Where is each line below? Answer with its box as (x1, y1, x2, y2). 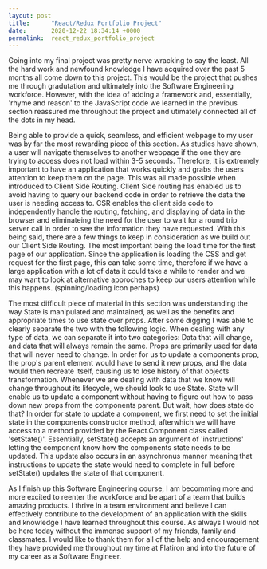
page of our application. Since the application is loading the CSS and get (8, 249, 247, 259)
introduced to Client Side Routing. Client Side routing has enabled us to (8, 181, 241, 192)
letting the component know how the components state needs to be (8, 443, 231, 452)
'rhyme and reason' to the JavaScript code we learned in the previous (8, 98, 238, 108)
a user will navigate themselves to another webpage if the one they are (8, 148, 241, 157)
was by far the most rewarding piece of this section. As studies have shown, (8, 139, 259, 148)
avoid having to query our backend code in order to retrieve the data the (8, 190, 245, 200)
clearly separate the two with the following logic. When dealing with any (8, 324, 245, 334)
